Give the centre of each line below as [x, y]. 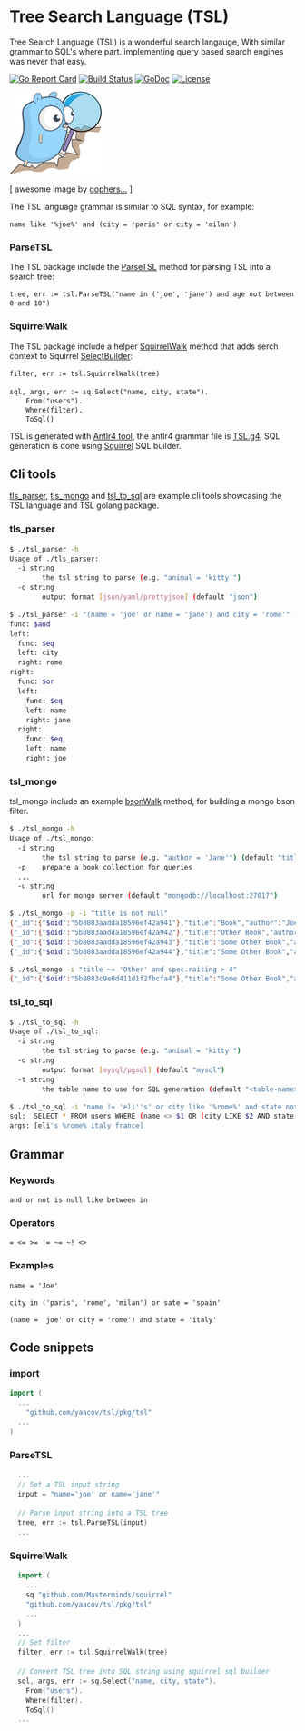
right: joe [46, 759]
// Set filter [44, 1643]
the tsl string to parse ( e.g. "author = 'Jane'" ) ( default [158, 857]
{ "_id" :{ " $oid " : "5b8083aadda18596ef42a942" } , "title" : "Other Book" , [140, 932]
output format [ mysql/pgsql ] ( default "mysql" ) [133, 1069]
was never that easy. [48, 61]
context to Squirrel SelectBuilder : [71, 355]
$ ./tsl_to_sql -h [44, 1022]
